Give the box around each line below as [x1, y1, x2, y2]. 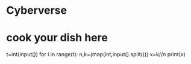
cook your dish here [6, 31, 108, 45]
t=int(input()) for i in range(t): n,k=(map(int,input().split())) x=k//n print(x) [6, 51, 186, 58]
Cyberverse [6, 4, 67, 17]
